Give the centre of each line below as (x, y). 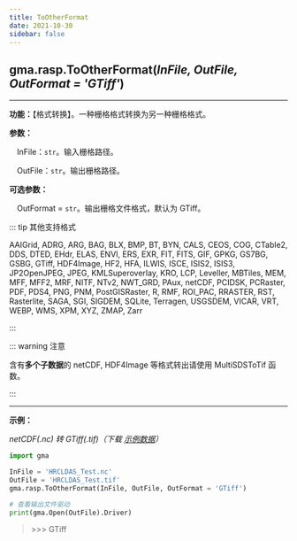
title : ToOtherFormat (49, 17)
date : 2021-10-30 (41, 26)
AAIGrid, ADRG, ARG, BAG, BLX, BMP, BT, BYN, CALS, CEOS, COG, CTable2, (148, 245)
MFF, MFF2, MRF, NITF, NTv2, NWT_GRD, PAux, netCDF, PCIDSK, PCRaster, (147, 282)
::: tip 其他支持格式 (43, 228)
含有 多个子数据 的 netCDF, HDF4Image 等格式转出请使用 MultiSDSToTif (138, 365)
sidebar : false (37, 34)
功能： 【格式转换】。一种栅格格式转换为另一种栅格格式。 (110, 114)
